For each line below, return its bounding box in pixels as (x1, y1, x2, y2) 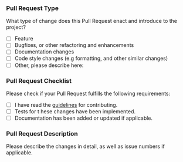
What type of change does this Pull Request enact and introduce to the (6, 18, 178, 25)
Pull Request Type (6, 4, 59, 12)
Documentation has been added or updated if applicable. (14, 114, 153, 122)
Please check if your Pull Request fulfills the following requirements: (6, 90, 171, 97)
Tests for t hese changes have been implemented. (14, 107, 136, 115)
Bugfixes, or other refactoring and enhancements (14, 42, 134, 49)
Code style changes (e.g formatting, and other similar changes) (14, 55, 168, 62)
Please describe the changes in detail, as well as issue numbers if (6, 143, 165, 150)
